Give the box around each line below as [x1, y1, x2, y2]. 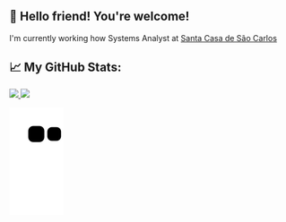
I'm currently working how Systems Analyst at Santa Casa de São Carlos [9, 32, 278, 43]
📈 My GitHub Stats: [9, 60, 122, 75]
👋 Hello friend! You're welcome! [9, 9, 190, 24]
